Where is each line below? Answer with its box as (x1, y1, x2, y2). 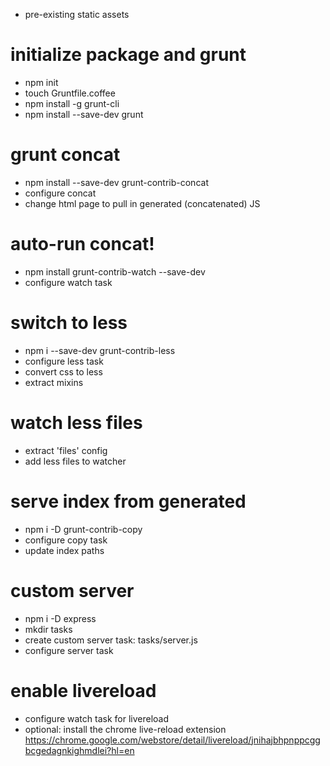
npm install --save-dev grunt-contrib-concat (24, 176, 209, 188)
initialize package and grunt (10, 44, 247, 66)
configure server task (24, 644, 114, 656)
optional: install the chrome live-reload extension (24, 723, 227, 735)
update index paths (24, 544, 105, 556)
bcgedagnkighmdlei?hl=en (24, 744, 135, 756)
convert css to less (24, 365, 103, 378)
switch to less (10, 312, 128, 334)
